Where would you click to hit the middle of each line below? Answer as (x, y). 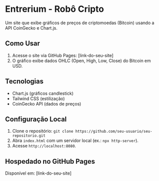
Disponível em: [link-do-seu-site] (39, 173)
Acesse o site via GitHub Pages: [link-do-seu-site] (63, 55)
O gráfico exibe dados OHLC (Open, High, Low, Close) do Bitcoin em (81, 61)
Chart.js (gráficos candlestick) (43, 93)
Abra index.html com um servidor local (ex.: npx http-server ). (75, 141)
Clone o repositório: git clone (43, 131)
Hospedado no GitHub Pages (50, 161)
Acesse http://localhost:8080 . (44, 146)
